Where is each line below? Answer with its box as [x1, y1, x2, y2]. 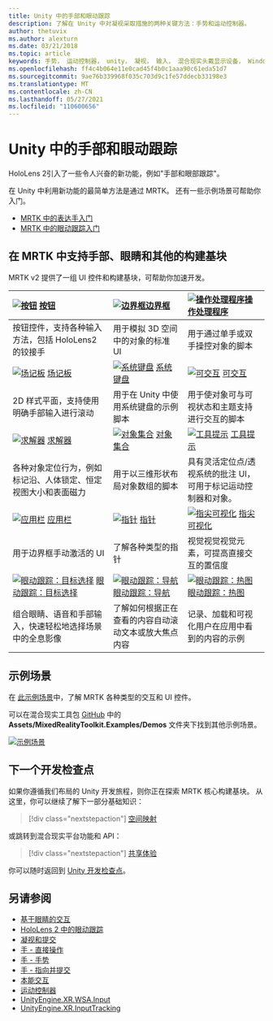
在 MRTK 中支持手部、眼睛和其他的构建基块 [8, 250, 227, 263]
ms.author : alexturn [8, 34, 79, 43]
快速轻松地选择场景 [28, 620, 103, 632]
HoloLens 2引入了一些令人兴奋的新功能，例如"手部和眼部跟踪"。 [8, 168, 224, 179]
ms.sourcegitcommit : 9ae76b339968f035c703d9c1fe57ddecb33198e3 [8, 72, 227, 80]
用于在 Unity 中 [112, 389, 171, 400]
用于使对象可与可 [187, 389, 253, 400]
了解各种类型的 [112, 541, 171, 553]
